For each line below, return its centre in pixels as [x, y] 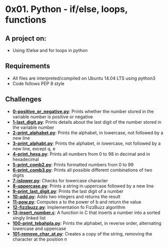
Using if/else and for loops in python [50, 50]
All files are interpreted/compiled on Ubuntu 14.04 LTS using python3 [84, 78]
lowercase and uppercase [39, 228]
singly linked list [29, 218]
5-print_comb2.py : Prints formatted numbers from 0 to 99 [73, 164]
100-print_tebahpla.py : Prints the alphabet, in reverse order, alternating [87, 223]
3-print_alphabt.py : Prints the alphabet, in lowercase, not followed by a [87, 143]
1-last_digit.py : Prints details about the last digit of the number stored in [87, 122]
